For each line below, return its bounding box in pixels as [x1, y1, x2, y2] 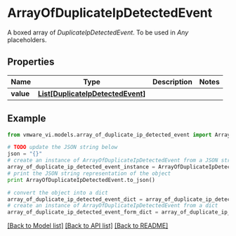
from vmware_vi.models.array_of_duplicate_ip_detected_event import [7, 131, 212, 138]
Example [7, 112, 46, 124]
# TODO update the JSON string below [7, 144, 118, 151]
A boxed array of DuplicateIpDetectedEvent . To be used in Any [7, 28, 189, 37]
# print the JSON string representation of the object [7, 170, 171, 177]
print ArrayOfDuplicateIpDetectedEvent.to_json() [7, 176, 156, 183]
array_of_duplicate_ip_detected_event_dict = [7, 195, 143, 203]
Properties [7, 56, 55, 68]
